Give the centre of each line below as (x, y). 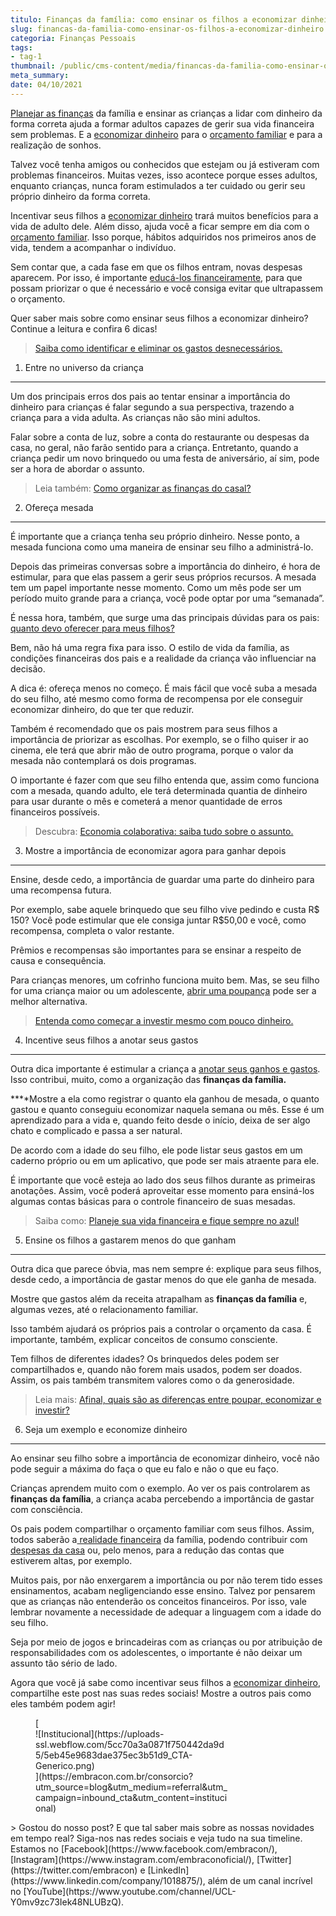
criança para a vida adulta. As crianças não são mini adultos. (135, 417)
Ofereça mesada (59, 507)
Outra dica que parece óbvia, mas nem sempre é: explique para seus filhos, (166, 1268)
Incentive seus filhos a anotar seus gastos (111, 1040)
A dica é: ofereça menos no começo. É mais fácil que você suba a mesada (164, 688)
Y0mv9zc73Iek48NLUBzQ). (67, 1902)
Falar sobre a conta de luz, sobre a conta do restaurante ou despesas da (160, 437)
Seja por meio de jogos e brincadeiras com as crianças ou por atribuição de (166, 1642)
